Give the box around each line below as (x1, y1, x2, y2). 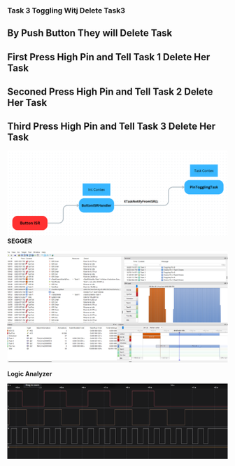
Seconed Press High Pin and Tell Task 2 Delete (7, 86, 213, 98)
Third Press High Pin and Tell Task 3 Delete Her (7, 121, 216, 132)
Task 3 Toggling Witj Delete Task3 (7, 6, 126, 15)
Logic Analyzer (7, 369, 52, 378)
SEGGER (7, 237, 33, 245)
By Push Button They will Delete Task (7, 27, 173, 39)
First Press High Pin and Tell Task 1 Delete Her (7, 51, 211, 63)
